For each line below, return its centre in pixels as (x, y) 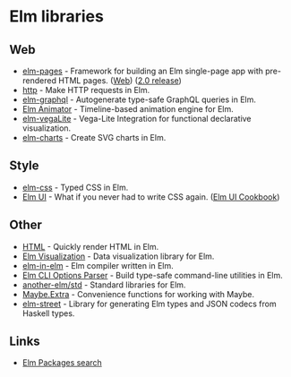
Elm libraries (57, 17)
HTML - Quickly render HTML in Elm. (90, 246)
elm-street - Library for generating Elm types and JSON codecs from (149, 304)
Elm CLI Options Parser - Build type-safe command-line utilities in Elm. (153, 275)
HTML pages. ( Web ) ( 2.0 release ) (120, 81)
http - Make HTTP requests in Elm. (86, 90)
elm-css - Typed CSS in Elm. (75, 187)
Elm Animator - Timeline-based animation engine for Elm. (128, 109)
